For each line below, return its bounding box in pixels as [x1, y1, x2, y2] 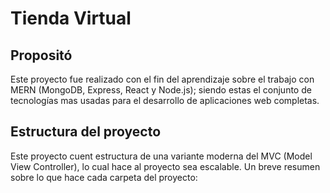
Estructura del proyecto [10, 123, 162, 141]
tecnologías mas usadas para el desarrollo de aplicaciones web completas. [10, 95, 320, 106]
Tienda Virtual [10, 7, 132, 30]
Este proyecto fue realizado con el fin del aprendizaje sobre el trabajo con [10, 73, 315, 85]
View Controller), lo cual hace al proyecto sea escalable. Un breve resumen [10, 160, 321, 172]
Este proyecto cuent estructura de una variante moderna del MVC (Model [10, 150, 313, 162]
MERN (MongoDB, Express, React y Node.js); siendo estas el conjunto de [10, 84, 312, 96]
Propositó [10, 47, 73, 64]
